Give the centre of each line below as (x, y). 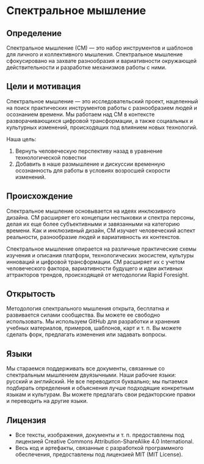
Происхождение (40, 196)
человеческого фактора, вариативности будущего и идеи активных (95, 268)
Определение (34, 33)
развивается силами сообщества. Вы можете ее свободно (83, 315)
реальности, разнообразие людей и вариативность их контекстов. (94, 237)
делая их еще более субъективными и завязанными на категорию (93, 224)
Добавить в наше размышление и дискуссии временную (90, 164)
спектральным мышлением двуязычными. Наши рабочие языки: (91, 375)
